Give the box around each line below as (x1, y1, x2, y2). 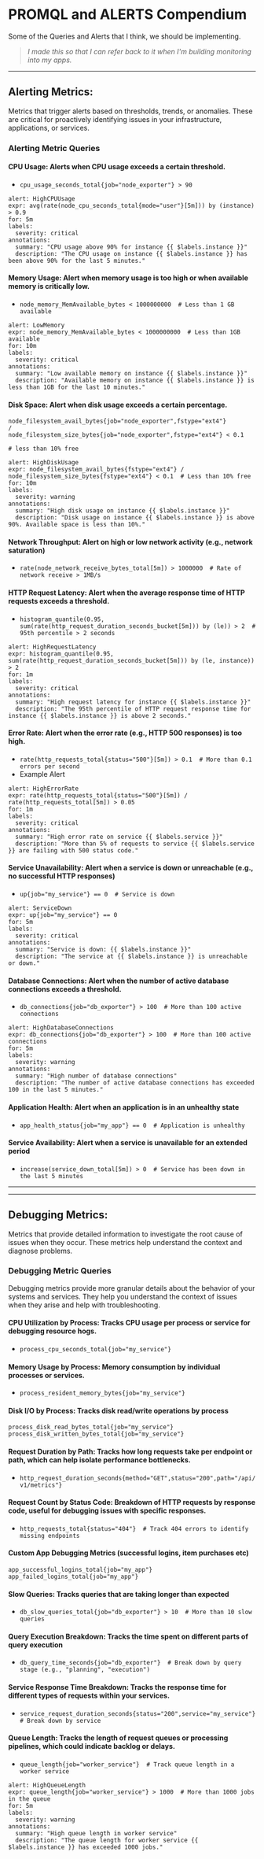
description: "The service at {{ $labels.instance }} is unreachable (15, 952, 247, 961)
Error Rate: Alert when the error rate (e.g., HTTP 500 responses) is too (8, 728, 242, 737)
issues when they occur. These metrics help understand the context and (8, 1237, 243, 1247)
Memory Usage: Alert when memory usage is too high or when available (8, 273, 249, 283)
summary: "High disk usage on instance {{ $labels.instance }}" (15, 507, 230, 515)
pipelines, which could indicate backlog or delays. (8, 1742, 175, 1751)
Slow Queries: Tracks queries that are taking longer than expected (8, 1589, 229, 1598)
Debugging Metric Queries (8, 1266, 112, 1277)
